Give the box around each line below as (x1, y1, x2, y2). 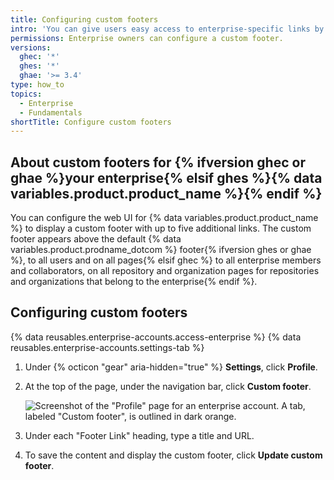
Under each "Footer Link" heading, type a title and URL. (24, 429, 255, 441)
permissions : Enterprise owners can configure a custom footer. (10, 33, 284, 43)
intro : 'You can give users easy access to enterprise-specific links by (10, 24, 325, 34)
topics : (10, 89, 43, 99)
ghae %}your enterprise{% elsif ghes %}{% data (10, 169, 323, 186)
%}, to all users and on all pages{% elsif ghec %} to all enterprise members (10, 254, 322, 266)
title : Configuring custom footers (10, 14, 159, 25)
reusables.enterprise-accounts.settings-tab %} (10, 341, 205, 353)
